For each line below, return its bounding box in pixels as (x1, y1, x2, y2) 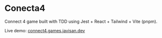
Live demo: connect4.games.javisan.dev (4, 28, 85, 33)
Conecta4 (4, 3, 46, 14)
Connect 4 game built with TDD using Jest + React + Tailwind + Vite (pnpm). (4, 19, 158, 24)
